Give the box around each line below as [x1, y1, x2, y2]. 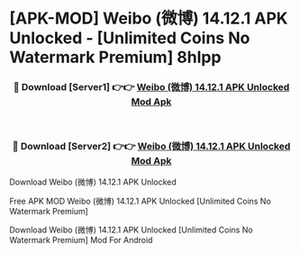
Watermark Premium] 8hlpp [9, 47, 222, 68]
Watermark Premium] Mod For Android [9, 234, 153, 245]
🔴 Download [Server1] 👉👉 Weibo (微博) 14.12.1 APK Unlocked [13, 81, 290, 94]
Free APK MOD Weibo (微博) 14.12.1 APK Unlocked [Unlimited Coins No [9, 195, 272, 206]
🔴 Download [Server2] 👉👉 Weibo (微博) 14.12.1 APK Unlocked [12, 141, 291, 153]
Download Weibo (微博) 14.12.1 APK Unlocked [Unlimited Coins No [9, 224, 254, 235]
